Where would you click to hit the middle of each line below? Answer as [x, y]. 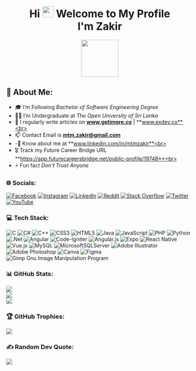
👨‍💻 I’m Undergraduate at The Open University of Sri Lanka [86, 115]
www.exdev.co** [162, 122]
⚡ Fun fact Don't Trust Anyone [52, 165]
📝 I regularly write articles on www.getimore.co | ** [78, 122]
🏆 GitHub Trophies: [35, 316]
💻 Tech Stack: [28, 218]
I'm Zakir [100, 26]
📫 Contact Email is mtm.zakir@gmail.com [67, 135]
